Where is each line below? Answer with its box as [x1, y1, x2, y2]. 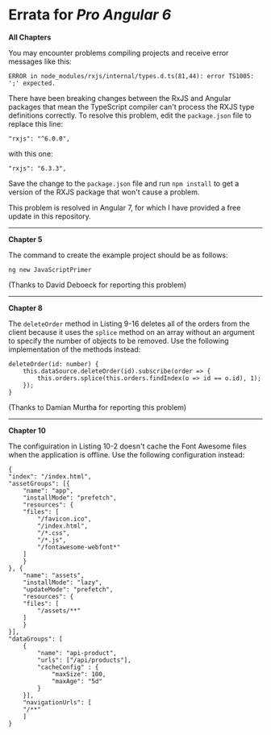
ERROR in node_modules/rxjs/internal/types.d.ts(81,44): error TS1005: [8, 72, 254, 80]
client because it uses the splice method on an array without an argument [8, 327, 256, 336]
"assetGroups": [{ [8, 479, 70, 487]
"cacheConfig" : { [37, 663, 99, 671]
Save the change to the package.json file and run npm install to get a [8, 178, 240, 188]
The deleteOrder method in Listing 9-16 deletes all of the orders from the [8, 319, 250, 328]
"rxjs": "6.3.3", [8, 164, 67, 173]
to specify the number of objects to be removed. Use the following [8, 336, 229, 345]
